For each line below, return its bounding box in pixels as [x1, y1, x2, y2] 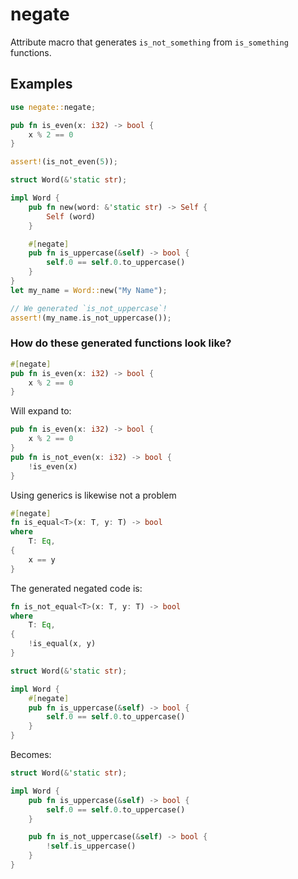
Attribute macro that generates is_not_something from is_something [10, 36, 289, 48]
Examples [10, 76, 73, 93]
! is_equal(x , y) [28, 639, 97, 649]
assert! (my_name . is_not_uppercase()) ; [10, 313, 172, 323]
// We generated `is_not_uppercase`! [10, 303, 168, 313]
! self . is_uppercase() [46, 841, 137, 852]
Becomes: [10, 749, 52, 761]
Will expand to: [10, 405, 72, 417]
